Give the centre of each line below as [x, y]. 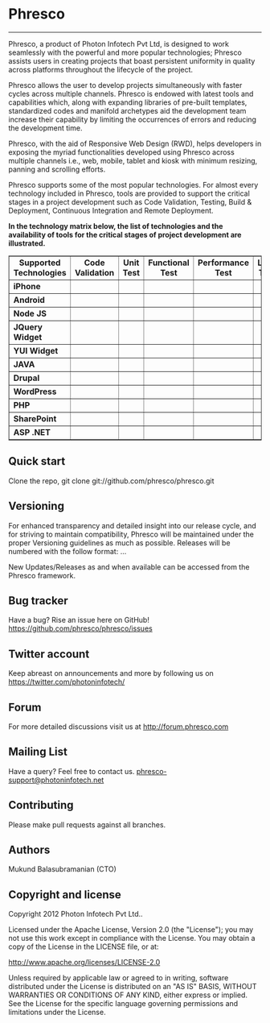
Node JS [30, 313]
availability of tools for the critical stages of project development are [125, 234]
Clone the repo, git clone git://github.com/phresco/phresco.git [111, 481]
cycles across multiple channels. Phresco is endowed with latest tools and [131, 93]
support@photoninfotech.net [56, 780]
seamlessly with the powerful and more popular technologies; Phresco [125, 52]
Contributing [41, 805]
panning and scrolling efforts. [57, 169]
